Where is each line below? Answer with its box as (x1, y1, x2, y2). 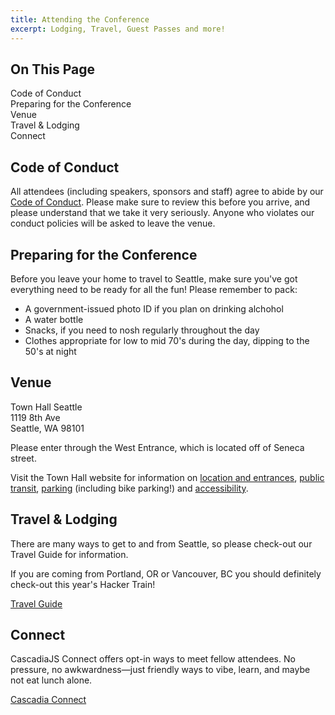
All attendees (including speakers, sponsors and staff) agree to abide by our (10, 186, 324, 198)
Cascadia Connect (10, 694, 87, 706)
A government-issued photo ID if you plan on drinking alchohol (24, 302, 284, 315)
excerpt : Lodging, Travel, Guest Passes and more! (10, 24, 226, 34)
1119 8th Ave (10, 411, 61, 423)
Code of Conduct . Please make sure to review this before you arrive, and (10, 196, 311, 208)
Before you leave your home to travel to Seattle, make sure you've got (10, 272, 298, 285)
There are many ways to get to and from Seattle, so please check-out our (10, 537, 313, 550)
